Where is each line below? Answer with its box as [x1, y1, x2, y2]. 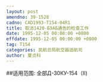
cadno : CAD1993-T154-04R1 [6, 19, 70, 25]
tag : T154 [6, 42, 31, 48]
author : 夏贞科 [6, 53, 41, 58]
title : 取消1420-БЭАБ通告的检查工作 [6, 25, 89, 31]
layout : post [6, 8, 39, 15]
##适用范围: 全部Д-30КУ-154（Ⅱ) [6, 69, 88, 77]
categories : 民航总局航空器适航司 [6, 47, 83, 53]
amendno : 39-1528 [6, 14, 49, 20]
